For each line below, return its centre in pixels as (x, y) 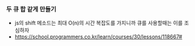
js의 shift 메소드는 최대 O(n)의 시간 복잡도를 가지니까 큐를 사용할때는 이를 (99, 23)
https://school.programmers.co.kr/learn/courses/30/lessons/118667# (98, 37)
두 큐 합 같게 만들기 (31, 9)
